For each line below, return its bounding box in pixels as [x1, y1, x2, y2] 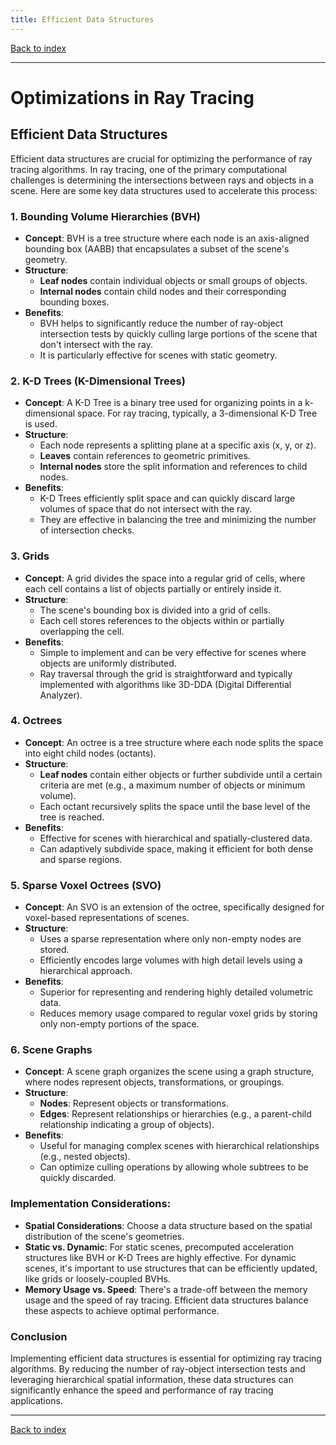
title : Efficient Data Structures [10, 14, 155, 25]
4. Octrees [10, 714, 63, 728]
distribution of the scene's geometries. [24, 1230, 185, 1242]
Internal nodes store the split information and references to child [39, 461, 308, 473]
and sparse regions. [39, 853, 123, 865]
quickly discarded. [39, 1172, 117, 1184]
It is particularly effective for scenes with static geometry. [39, 349, 278, 361]
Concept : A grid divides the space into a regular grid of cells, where [24, 572, 306, 584]
